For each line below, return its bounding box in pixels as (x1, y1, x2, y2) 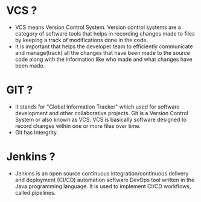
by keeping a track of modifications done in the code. (14, 36, 148, 43)
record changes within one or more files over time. (14, 122, 141, 130)
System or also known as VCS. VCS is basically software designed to (14, 116, 187, 123)
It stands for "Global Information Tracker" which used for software (14, 103, 180, 110)
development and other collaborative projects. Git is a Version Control (14, 109, 188, 116)
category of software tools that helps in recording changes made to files (14, 30, 195, 37)
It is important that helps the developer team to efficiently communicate (14, 43, 193, 50)
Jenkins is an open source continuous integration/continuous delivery (14, 169, 189, 177)
